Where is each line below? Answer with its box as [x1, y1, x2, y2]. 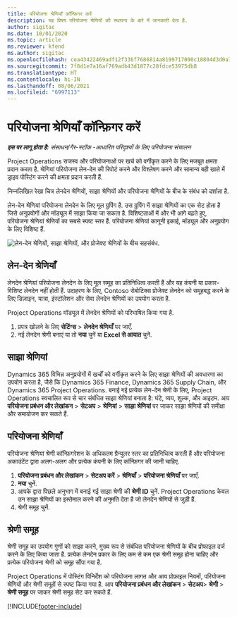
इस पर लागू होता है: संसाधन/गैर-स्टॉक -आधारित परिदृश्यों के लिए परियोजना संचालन [7, 143, 191, 151]
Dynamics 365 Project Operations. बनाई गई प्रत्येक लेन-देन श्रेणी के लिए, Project [7, 385, 212, 394]
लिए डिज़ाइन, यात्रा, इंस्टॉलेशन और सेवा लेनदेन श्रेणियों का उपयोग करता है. [7, 294, 171, 303]
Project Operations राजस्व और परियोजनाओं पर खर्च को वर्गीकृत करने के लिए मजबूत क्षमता [7, 157, 218, 166]
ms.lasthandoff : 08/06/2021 [7, 82, 90, 89]
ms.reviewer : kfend [7, 43, 65, 50]
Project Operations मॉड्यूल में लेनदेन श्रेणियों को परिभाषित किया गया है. [7, 308, 174, 317]
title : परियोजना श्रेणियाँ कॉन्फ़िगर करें [7, 10, 92, 18]
